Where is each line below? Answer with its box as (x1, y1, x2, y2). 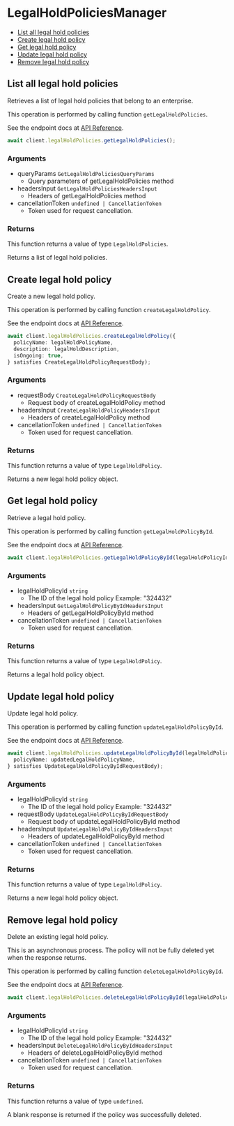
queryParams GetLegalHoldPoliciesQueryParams (17, 169, 155, 177)
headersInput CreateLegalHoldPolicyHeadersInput (17, 406, 161, 414)
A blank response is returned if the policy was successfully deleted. (7, 1110, 202, 1118)
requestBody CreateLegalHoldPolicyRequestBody (17, 391, 157, 399)
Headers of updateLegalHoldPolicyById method (27, 832, 165, 840)
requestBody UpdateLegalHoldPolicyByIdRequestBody (17, 810, 169, 818)
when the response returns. (7, 954, 87, 962)
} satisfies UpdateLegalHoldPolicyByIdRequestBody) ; (7, 762, 164, 769)
